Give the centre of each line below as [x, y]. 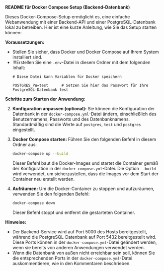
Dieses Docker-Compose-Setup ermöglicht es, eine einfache [68, 17]
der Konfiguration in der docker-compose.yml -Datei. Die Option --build [84, 168]
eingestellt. [24, 130]
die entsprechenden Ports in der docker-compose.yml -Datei [72, 258]
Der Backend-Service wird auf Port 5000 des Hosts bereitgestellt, [80, 232]
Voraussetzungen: [25, 42]
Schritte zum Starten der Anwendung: [45, 99]
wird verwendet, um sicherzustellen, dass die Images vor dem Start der [85, 174]
